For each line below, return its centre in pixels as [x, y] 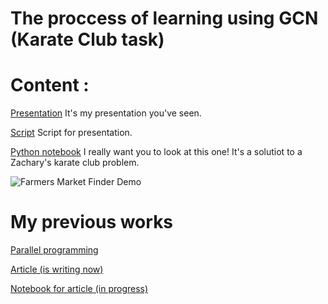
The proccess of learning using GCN [164, 18]
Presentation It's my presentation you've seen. [106, 113]
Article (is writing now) [57, 269]
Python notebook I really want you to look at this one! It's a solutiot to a [156, 152]
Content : [50, 85]
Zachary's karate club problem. [75, 163]
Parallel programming [54, 250]
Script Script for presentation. [71, 133]
